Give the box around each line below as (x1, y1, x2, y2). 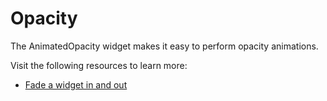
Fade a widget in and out (24, 78, 128, 91)
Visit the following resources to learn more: (10, 59, 188, 71)
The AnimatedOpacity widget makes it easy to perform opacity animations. (10, 40, 319, 52)
